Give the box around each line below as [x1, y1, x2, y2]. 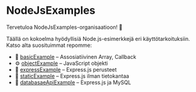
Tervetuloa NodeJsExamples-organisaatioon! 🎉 [6, 23, 123, 31]
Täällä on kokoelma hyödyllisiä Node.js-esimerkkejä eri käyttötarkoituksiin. [6, 35, 191, 42]
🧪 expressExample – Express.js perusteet [14, 66, 117, 73]
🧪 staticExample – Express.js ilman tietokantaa [14, 72, 129, 79]
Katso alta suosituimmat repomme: [6, 41, 92, 49]
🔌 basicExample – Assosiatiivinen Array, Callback [14, 53, 137, 60]
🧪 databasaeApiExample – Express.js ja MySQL [14, 79, 131, 86]
